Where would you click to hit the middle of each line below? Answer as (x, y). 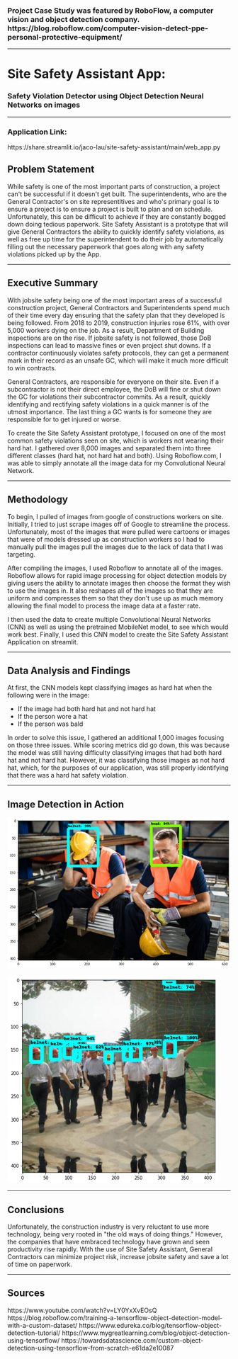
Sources (26, 1293)
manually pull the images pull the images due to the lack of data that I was (115, 547)
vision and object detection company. (74, 19)
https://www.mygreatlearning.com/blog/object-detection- (146, 1333)
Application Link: (37, 132)
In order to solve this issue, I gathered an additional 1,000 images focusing (116, 738)
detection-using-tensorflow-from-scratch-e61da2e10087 (91, 1348)
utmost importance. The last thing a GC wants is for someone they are (110, 411)
